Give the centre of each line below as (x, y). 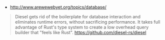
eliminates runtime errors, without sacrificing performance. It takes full (87, 22)
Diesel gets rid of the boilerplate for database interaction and (78, 17)
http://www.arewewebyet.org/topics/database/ (58, 7)
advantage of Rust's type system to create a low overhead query (82, 27)
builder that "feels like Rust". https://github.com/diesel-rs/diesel (80, 32)
